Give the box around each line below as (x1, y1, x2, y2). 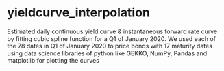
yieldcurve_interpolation (7, 5, 151, 20)
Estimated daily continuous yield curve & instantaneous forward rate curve (7, 27, 218, 35)
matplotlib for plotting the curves (7, 56, 99, 64)
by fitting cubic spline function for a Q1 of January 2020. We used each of (7, 34, 216, 42)
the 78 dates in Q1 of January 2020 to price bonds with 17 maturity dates (7, 42, 212, 50)
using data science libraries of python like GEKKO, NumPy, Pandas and (7, 49, 208, 57)
